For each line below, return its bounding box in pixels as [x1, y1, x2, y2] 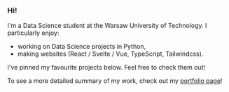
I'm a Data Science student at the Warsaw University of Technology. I [7, 22, 207, 30]
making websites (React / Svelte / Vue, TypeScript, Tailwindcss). [17, 49, 204, 58]
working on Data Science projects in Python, [17, 43, 146, 51]
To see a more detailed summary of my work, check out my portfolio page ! [7, 77, 223, 85]
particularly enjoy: [7, 29, 60, 37]
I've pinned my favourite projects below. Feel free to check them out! [7, 63, 206, 72]
